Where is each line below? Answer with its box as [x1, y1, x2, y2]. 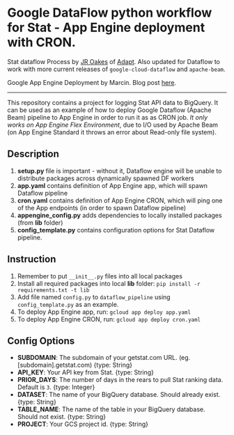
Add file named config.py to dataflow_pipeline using [17, 292, 171, 301]
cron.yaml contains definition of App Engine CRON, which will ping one [17, 196, 223, 205]
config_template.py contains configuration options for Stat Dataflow [17, 226, 215, 234]
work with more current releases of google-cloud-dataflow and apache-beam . [7, 65, 226, 73]
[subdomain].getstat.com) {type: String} [17, 361, 133, 370]
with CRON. [7, 35, 77, 50]
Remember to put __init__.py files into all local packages [17, 271, 183, 280]
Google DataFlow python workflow [7, 5, 212, 21]
